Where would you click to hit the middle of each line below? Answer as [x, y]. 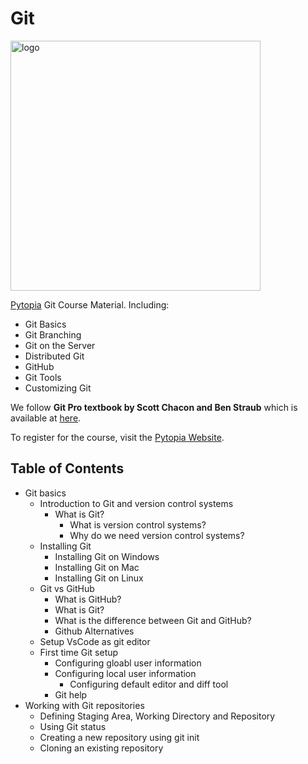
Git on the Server [60, 345]
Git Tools [43, 377]
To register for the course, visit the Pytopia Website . [117, 437]
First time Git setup [79, 652]
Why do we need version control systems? [157, 535]
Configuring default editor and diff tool [149, 684]
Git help [71, 694]
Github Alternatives [94, 631]
